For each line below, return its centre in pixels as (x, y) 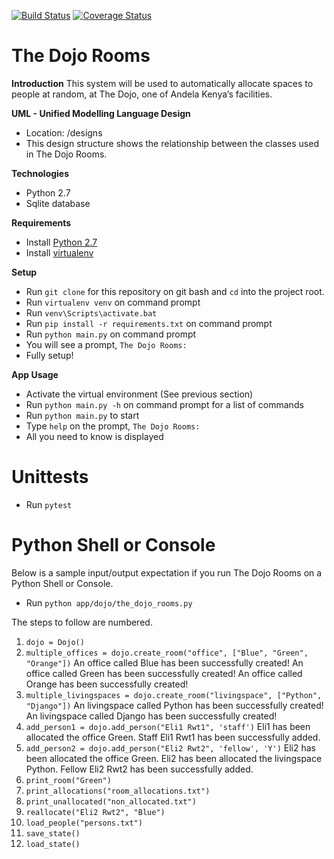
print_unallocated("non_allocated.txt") (111, 801)
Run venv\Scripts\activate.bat (91, 312)
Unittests (50, 477)
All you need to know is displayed (94, 436)
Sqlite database (58, 203)
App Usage (35, 374)
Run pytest (49, 504)
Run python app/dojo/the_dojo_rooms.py (109, 602)
